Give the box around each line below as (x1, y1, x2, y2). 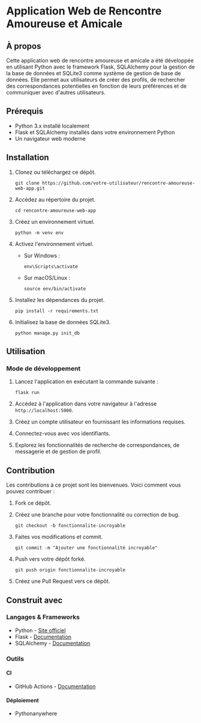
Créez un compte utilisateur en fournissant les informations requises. (14, 418, 186, 425)
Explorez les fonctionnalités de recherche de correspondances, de (14, 441, 180, 449)
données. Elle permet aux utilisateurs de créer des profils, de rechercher (6, 76, 185, 83)
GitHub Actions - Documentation (14, 683, 96, 690)
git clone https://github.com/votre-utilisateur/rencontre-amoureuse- (14, 180, 196, 186)
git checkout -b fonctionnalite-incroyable (14, 523, 126, 529)
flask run (14, 390, 40, 396)
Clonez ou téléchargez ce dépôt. (14, 168, 96, 176)
